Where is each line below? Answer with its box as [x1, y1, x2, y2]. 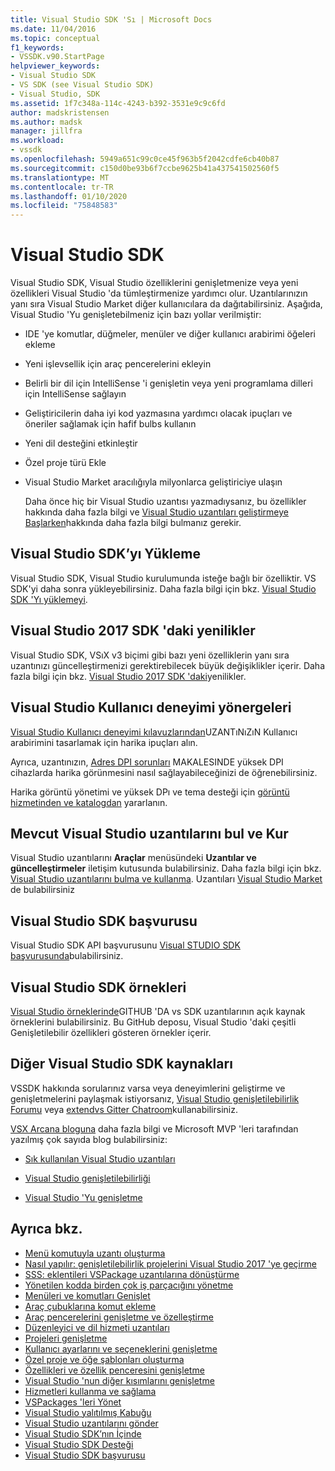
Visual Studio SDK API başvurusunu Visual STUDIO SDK [10, 939, 241, 951]
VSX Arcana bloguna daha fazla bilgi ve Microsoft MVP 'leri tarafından [10, 1122, 299, 1135]
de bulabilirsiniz [10, 884, 75, 896]
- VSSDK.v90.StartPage [10, 52, 105, 62]
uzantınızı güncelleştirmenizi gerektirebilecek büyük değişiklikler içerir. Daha [10, 659, 326, 671]
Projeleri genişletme [24, 1332, 108, 1344]
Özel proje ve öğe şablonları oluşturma [24, 1353, 185, 1365]
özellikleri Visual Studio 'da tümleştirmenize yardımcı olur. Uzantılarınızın [10, 287, 308, 300]
